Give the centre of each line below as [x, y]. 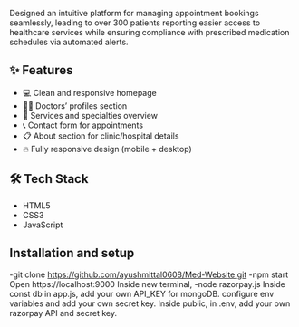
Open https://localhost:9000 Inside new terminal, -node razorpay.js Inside [147, 284]
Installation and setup [72, 253]
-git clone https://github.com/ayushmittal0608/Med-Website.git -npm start [149, 274]
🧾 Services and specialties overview [90, 115]
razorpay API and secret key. [63, 313]
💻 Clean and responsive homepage [89, 92]
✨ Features [41, 70]
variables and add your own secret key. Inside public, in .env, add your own [150, 303]
